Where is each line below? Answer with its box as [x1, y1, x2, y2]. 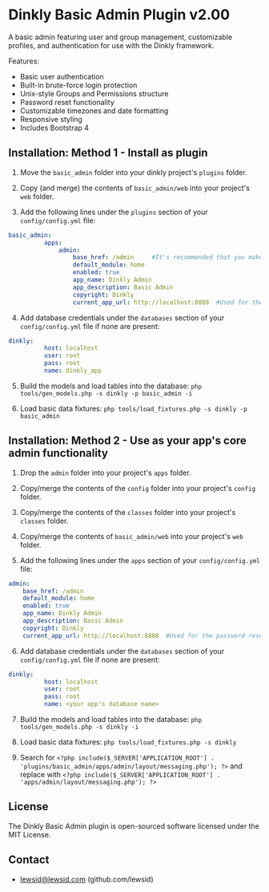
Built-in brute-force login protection [19, 80, 138, 90]
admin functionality [8, 447, 108, 460]
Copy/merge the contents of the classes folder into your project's [19, 507, 236, 517]
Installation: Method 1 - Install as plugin [8, 146, 208, 160]
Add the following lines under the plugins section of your [19, 207, 208, 217]
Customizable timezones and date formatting [19, 106, 169, 116]
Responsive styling [19, 114, 82, 124]
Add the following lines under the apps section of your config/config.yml [19, 555, 260, 565]
